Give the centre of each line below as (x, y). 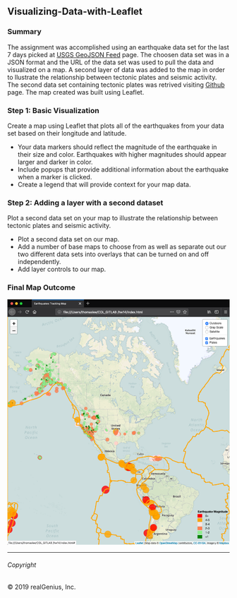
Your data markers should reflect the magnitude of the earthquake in (117, 147)
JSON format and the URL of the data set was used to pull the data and (110, 62)
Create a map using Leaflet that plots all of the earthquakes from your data (116, 126)
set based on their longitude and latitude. (67, 133)
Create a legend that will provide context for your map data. (104, 184)
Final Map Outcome (41, 287)
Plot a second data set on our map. (68, 239)
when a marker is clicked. (55, 177)
